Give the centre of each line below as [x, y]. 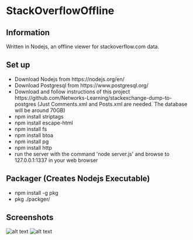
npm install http [33, 147]
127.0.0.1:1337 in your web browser [56, 160]
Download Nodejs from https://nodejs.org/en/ [69, 79]
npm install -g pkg [36, 192]
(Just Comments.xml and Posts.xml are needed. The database [112, 104]
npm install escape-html [44, 123]
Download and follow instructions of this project [72, 92]
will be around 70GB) [40, 110]
